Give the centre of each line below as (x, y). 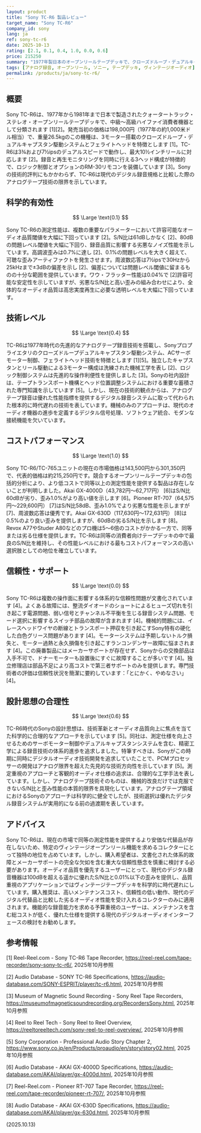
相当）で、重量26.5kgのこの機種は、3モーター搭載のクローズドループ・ (100, 137)
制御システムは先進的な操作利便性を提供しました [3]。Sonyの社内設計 (103, 375)
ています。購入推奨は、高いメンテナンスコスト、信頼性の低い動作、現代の (98, 892)
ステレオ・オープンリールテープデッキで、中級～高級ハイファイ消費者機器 (98, 122)
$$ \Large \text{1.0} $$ (100, 456)
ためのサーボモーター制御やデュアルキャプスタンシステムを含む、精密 (103, 743)
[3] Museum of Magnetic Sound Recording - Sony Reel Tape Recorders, (95, 996)
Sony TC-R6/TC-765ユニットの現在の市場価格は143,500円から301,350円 (96, 468)
